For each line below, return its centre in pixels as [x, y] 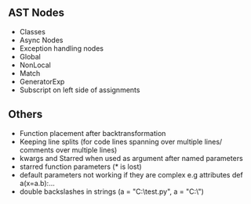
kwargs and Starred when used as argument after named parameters [131, 158]
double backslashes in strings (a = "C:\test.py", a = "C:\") [111, 191]
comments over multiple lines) [68, 150]
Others [25, 115]
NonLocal [35, 65]
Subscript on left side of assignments [80, 90]
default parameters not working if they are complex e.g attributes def [131, 174]
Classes [32, 31]
